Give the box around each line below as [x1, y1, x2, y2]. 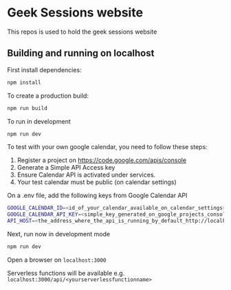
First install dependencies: [7, 65, 82, 74]
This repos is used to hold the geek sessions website [7, 27, 157, 36]
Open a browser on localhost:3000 [7, 256, 107, 264]
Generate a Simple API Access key [16, 164, 115, 172]
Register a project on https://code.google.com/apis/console [16, 156, 187, 164]
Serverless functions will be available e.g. [7, 269, 125, 277]
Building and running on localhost [7, 47, 155, 59]
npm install [7, 79, 41, 86]
